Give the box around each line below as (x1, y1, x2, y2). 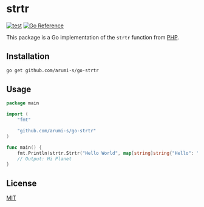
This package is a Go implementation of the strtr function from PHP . (6, 33, 179, 41)
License (6, 178, 37, 188)
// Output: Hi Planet (17, 155, 72, 162)
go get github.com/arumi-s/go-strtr (6, 67, 99, 73)
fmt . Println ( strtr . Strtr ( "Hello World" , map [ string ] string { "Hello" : (17, 150, 194, 156)
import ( (6, 111, 29, 117)
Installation (6, 51, 50, 62)
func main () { (6, 144, 42, 151)
